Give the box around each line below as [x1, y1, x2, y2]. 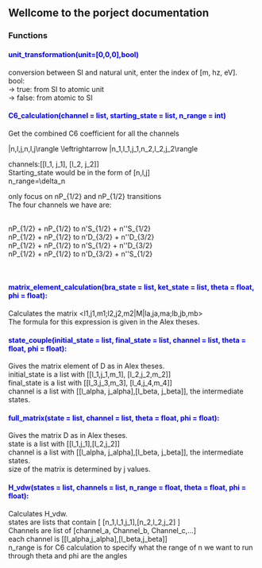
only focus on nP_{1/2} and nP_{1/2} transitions [8, 191, 162, 201]
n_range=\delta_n [8, 176, 66, 186]
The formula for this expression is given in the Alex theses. [8, 317, 200, 326]
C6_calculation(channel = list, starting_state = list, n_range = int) [8, 111, 226, 121]
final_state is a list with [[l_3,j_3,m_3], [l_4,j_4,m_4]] [8, 378, 173, 388]
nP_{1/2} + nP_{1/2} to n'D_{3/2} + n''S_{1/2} [8, 249, 153, 259]
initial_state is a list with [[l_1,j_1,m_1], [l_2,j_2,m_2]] [8, 370, 171, 379]
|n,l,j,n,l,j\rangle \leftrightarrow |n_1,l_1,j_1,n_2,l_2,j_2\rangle [8, 144, 198, 153]
